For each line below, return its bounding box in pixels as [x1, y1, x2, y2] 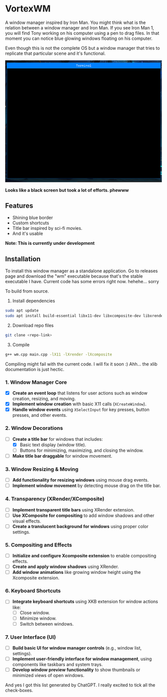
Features [5, 201, 33, 210]
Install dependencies [12, 298, 56, 304]
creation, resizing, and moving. [12, 396, 76, 402]
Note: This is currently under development [5, 240, 95, 246]
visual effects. [12, 518, 41, 524]
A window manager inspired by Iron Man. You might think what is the [5, 19, 146, 25]
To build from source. [5, 288, 49, 294]
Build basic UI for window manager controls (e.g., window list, [12, 645, 142, 651]
